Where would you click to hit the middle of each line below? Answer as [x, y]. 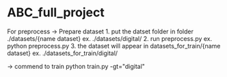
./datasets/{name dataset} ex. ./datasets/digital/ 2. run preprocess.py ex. [110, 38]
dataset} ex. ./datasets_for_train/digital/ [63, 53]
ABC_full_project [56, 13]
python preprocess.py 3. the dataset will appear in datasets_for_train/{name [114, 46]
